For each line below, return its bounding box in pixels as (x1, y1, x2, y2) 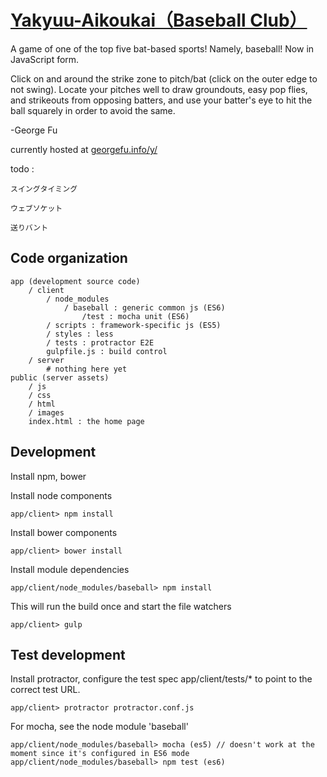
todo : (10, 162, 35, 175)
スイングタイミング (10, 184, 78, 194)
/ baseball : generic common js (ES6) (63, 302, 226, 313)
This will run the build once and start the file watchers (10, 600, 232, 612)
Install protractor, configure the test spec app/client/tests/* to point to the (10, 673, 313, 685)
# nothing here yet (46, 364, 128, 374)
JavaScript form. (10, 53, 80, 65)
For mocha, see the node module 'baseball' (10, 721, 189, 733)
